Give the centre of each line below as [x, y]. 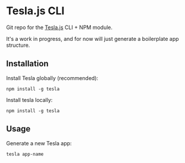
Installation [27, 64]
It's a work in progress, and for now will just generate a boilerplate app [93, 39]
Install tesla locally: [29, 100]
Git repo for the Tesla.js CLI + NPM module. [59, 27]
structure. [18, 45]
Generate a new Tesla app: [39, 143]
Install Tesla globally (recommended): [52, 78]
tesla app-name [25, 154]
